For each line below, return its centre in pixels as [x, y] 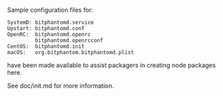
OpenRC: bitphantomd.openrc [49, 34]
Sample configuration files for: [50, 10]
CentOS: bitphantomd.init [46, 47]
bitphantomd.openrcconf [69, 40]
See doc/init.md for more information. [60, 86]
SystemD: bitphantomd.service [51, 23]
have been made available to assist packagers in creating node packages [111, 65]
